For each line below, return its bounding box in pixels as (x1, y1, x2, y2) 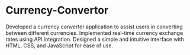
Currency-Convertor (5, 4, 109, 17)
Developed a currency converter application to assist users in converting (5, 23, 183, 30)
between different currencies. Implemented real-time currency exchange (5, 29, 183, 36)
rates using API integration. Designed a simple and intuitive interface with (5, 35, 184, 43)
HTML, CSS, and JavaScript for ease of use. (5, 42, 114, 49)
